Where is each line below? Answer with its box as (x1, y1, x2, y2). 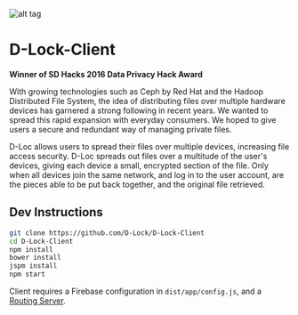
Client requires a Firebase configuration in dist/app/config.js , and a (9, 286, 262, 296)
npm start (9, 270, 46, 279)
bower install (9, 254, 62, 262)
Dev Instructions (9, 205, 104, 220)
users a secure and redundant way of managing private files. (9, 124, 232, 134)
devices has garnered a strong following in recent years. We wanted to (9, 105, 269, 116)
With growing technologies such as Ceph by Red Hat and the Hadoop (9, 85, 264, 97)
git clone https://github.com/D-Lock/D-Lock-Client (9, 228, 205, 238)
